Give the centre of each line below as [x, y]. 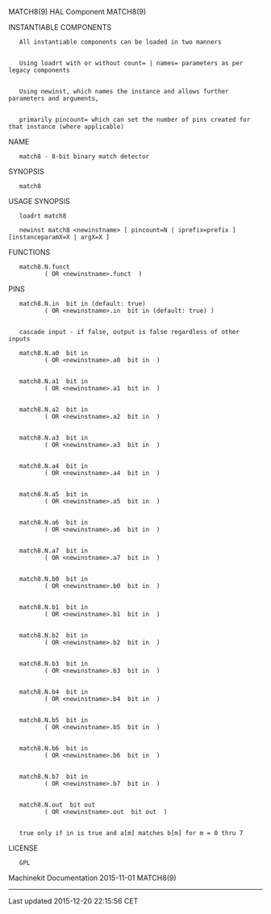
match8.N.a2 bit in [54, 410]
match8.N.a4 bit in [54, 466]
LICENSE [23, 848]
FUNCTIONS [29, 252]
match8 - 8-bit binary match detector [84, 157]
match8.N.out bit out [57, 805]
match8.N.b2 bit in [54, 636]
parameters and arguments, [54, 98]
